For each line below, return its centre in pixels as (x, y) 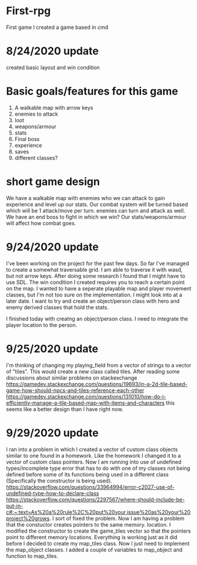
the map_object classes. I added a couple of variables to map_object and (94, 550)
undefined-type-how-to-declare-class (53, 493)
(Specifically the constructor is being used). (59, 481)
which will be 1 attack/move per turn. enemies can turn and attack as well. (96, 210)
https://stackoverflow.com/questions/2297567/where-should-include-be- (96, 499)
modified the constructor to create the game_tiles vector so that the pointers (98, 531)
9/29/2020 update (52, 433)
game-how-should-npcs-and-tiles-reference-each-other (75, 390)
